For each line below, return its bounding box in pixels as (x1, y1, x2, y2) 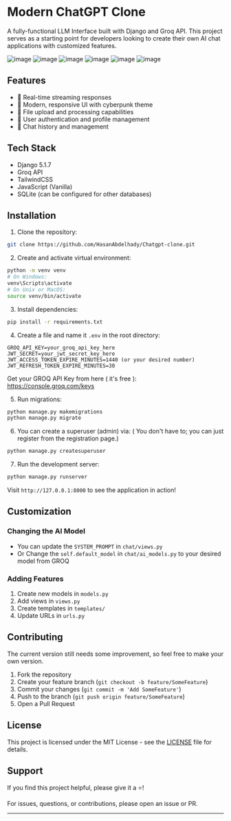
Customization (7, 506, 72, 518)
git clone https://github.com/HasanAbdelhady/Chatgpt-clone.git (7, 242, 195, 248)
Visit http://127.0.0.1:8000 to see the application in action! (7, 486, 177, 494)
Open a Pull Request (16, 699, 76, 707)
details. (7, 745, 28, 754)
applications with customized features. (7, 41, 117, 50)
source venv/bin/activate (7, 292, 81, 299)
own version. (7, 657, 44, 665)
